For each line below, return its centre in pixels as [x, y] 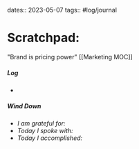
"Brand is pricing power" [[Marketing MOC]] [70, 57]
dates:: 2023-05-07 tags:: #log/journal [62, 10]
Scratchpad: [44, 38]
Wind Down [24, 106]
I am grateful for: [41, 123]
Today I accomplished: [50, 138]
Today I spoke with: [45, 130]
